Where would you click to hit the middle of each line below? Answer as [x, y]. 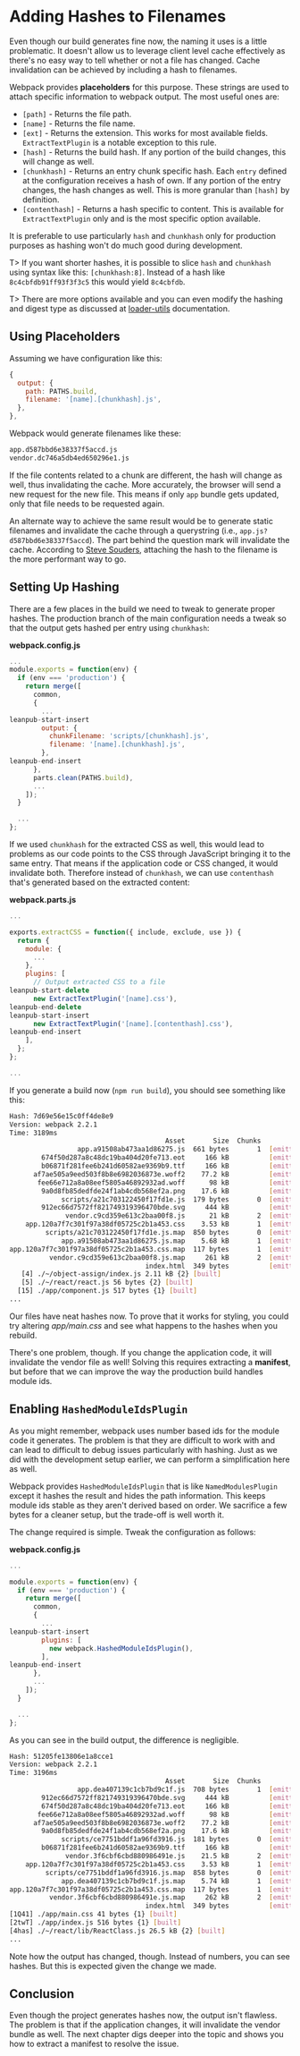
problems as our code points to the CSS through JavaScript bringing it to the [150, 854]
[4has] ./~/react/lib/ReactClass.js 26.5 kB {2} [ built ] [117, 1931]
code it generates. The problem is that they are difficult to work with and [142, 1440]
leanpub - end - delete [46, 1007]
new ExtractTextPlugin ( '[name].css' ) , [105, 998]
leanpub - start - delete [50, 990]
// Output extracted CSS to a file [99, 982]
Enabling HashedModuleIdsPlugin [99, 1410]
